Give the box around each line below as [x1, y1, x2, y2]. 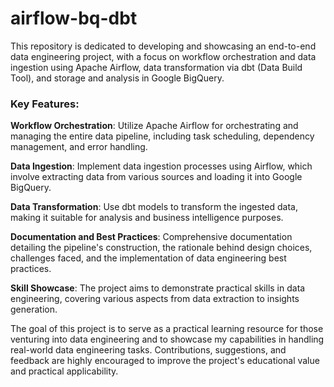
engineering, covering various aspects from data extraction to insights [10, 293, 300, 305]
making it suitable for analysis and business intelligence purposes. [10, 212, 284, 224]
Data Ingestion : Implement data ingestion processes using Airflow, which [10, 160, 313, 172]
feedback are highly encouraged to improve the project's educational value [10, 355, 320, 367]
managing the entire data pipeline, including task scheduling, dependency [10, 130, 315, 142]
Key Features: [10, 97, 80, 111]
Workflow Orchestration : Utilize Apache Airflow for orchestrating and [10, 120, 299, 132]
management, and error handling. [10, 141, 148, 153]
